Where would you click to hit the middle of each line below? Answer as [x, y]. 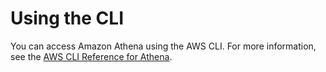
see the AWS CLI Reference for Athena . [91, 56]
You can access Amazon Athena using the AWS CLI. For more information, [163, 46]
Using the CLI [67, 18]
